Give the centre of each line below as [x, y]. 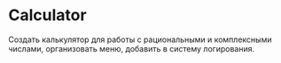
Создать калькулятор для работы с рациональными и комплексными [140, 39]
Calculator [47, 15]
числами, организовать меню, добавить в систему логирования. [131, 48]
